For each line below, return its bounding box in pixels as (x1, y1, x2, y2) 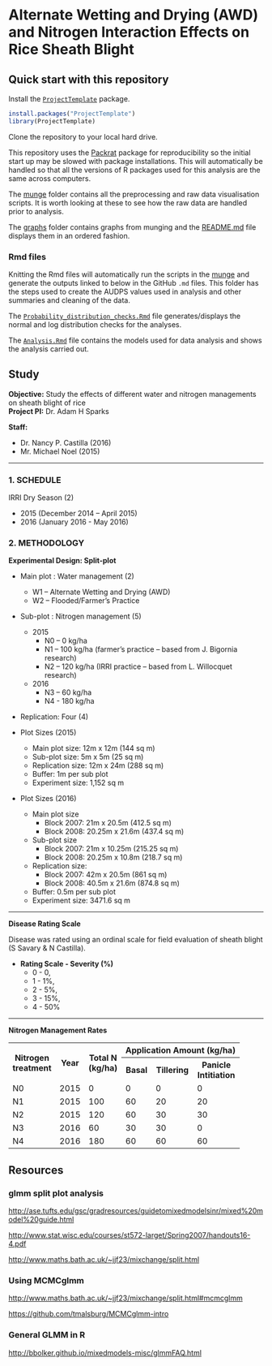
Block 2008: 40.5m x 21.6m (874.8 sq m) (44, 878, 181, 888)
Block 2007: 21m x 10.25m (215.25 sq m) (44, 844, 179, 854)
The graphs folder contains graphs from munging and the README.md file (8, 222, 257, 232)
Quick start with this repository (8, 72, 169, 86)
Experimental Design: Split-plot (8, 556, 117, 566)
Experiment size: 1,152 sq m (32, 778, 124, 788)
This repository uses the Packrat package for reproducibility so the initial (8, 148, 251, 157)
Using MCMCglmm (8, 1275, 85, 1286)
